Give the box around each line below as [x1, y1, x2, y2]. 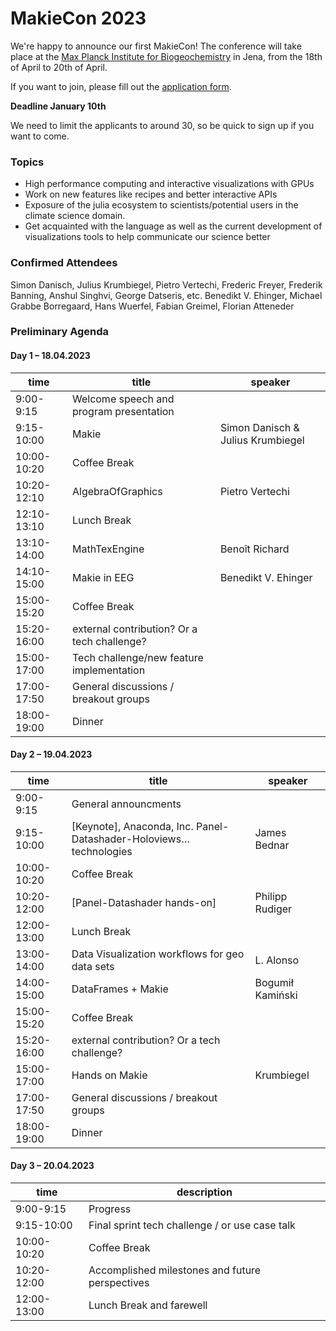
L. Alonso [254, 953, 300, 967]
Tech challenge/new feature [71, 650, 204, 664]
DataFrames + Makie [71, 982, 169, 996]
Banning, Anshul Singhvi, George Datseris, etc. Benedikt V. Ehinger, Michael [10, 289, 323, 301]
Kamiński [254, 988, 298, 1002]
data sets [71, 959, 115, 973]
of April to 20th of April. [10, 61, 108, 73]
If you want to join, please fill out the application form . [10, 80, 232, 92]
